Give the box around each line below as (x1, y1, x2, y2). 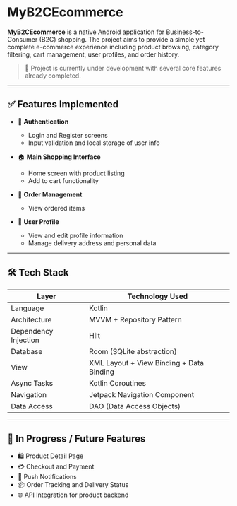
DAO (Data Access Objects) (89, 401, 181, 411)
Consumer (7, 35, 38, 43)
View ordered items (28, 204, 85, 212)
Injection (11, 335, 40, 345)
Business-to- (166, 28, 205, 36)
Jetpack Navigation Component (89, 389, 195, 399)
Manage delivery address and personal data (28, 238, 157, 247)
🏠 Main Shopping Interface (17, 153, 101, 161)
